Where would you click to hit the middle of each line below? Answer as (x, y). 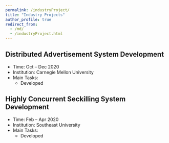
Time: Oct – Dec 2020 (36, 66)
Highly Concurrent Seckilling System (66, 99)
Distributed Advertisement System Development (85, 54)
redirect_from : (22, 24)
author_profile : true (28, 19)
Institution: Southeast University (46, 125)
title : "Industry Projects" (35, 15)
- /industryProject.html (36, 34)
